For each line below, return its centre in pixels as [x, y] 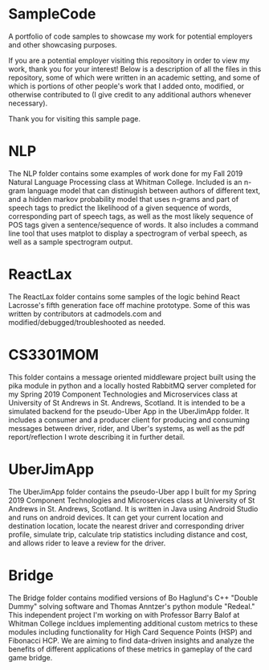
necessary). [28, 103]
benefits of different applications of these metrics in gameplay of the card [130, 649]
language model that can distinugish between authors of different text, [144, 191]
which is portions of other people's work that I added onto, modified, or [126, 86]
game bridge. [31, 657]
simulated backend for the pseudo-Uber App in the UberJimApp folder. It [129, 411]
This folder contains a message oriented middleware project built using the [132, 377]
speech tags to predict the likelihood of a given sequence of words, [120, 208]
